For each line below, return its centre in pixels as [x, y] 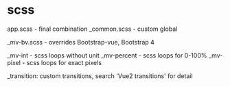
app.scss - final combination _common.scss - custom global [92, 29]
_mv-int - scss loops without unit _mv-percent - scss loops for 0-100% [107, 55]
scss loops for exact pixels [64, 62]
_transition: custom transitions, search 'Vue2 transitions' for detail [100, 76]
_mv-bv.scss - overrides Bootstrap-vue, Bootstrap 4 [81, 42]
